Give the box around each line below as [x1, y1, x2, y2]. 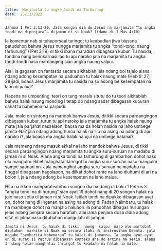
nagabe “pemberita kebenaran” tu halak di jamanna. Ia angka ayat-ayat [5, 232, 153, 237]
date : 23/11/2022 [5, 12, 42, 17]
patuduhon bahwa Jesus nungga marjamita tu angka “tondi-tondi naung [5, 43, 150, 49]
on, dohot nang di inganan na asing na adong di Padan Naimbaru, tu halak [5, 199, 153, 205]
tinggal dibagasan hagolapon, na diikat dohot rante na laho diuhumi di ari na [5, 169, 157, 174]
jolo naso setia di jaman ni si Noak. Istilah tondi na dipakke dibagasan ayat [5, 193, 153, 200]
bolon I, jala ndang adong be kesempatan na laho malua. [5, 174, 118, 180]
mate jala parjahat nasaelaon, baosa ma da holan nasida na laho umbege [5, 123, 151, 129]
